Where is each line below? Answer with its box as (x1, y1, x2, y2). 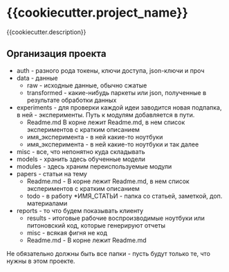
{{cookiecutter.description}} (6, 28, 86, 36)
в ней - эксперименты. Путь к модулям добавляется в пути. (16, 110, 195, 119)
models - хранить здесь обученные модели (16, 155, 146, 163)
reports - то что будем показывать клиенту (16, 206, 144, 214)
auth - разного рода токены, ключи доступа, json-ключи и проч (16, 66, 205, 74)
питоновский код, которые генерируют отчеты (26, 221, 166, 230)
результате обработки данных (26, 96, 117, 104)
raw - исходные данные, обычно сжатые (26, 81, 147, 90)
